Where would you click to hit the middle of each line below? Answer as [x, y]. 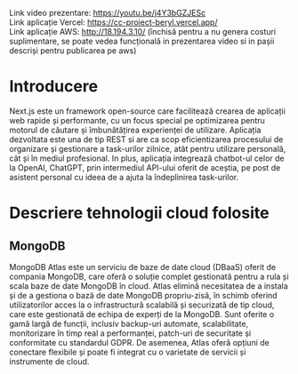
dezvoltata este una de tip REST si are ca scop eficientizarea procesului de [146, 139]
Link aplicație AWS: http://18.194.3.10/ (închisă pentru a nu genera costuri [143, 32]
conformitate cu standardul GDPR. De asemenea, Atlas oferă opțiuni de [139, 342]
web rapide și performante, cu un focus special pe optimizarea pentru [137, 120]
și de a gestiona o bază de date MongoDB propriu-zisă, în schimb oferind [143, 295]
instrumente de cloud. [49, 361]
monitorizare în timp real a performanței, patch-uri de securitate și [130, 333]
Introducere [54, 87]
